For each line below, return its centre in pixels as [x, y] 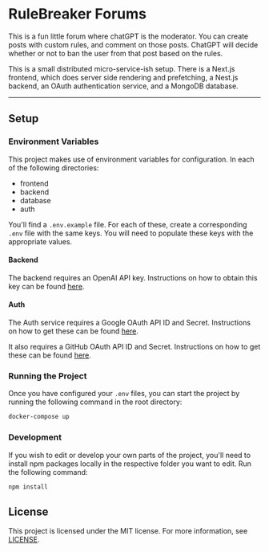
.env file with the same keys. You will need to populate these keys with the [131, 233]
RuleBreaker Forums [77, 14]
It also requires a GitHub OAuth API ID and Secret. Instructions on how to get [134, 347]
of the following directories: [54, 168]
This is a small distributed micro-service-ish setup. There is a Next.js [122, 68]
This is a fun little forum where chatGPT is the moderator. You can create [128, 36]
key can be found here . [46, 286]
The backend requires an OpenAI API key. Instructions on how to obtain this [133, 277]
